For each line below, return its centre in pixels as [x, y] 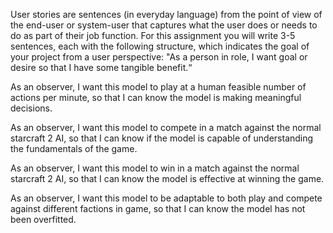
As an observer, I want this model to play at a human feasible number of [158, 87]
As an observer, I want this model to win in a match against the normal [155, 168]
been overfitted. [43, 219]
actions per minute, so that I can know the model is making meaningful [156, 97]
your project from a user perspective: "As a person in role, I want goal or [159, 57]
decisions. [31, 108]
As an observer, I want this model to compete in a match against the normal [166, 127]
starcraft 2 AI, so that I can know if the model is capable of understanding [162, 138]
